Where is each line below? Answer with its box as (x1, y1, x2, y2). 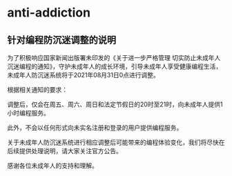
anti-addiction (7, 5, 91, 21)
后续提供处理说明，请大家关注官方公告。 (7, 147, 122, 155)
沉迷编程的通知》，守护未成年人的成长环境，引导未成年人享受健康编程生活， (7, 62, 222, 70)
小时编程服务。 (7, 109, 50, 117)
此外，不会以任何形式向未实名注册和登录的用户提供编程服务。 (7, 124, 183, 132)
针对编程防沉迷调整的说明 (7, 34, 116, 46)
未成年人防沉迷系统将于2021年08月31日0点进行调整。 (7, 71, 160, 79)
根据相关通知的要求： (7, 86, 68, 94)
